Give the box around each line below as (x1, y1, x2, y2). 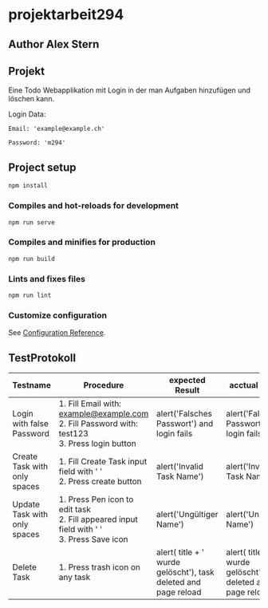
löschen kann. (8, 94, 54, 104)
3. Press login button (58, 438, 137, 449)
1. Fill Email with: (58, 398, 122, 409)
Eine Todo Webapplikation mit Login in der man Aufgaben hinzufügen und (8, 85, 251, 95)
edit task (58, 504, 92, 515)
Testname (12, 380, 52, 391)
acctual (229, 380, 258, 391)
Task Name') (156, 471, 204, 482)
